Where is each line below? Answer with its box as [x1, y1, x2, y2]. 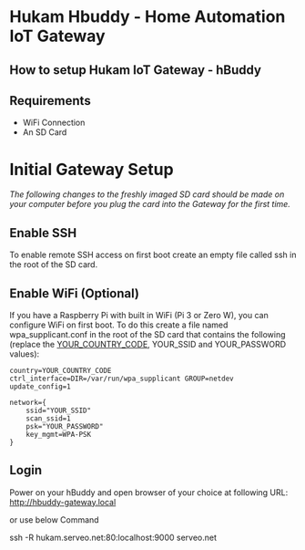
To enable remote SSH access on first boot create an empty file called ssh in [9, 249, 297, 261]
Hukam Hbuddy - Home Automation [9, 6, 286, 27]
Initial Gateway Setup [9, 159, 175, 180]
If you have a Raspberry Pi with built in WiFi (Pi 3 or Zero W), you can [9, 309, 269, 320]
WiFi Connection [22, 117, 86, 129]
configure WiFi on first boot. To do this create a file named [9, 319, 229, 330]
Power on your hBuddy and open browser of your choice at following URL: [9, 486, 289, 498]
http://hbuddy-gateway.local [9, 496, 117, 507]
